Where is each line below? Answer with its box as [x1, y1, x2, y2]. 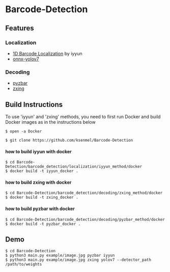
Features [5, 24, 34, 32]
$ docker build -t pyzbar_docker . [5, 221, 81, 226]
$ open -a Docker [5, 128, 42, 134]
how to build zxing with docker [5, 179, 72, 185]
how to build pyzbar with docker [5, 206, 75, 212]
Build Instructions [5, 100, 63, 109]
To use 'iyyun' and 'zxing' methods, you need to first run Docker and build [5, 113, 161, 120]
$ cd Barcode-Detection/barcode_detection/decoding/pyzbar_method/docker [5, 217, 165, 222]
